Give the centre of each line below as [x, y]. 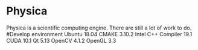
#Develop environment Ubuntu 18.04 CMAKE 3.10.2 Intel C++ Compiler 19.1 [99, 34]
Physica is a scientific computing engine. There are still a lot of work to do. [99, 28]
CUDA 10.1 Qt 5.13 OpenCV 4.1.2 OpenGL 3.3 [61, 40]
